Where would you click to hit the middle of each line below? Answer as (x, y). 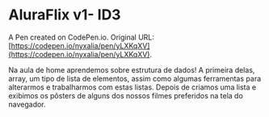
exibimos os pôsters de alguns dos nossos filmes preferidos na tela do (126, 95)
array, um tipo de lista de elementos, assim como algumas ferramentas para (135, 78)
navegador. (27, 104)
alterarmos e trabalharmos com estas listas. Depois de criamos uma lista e (132, 87)
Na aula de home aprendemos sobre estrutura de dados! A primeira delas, (132, 69)
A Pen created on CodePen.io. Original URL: (82, 37)
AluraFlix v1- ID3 (65, 15)
